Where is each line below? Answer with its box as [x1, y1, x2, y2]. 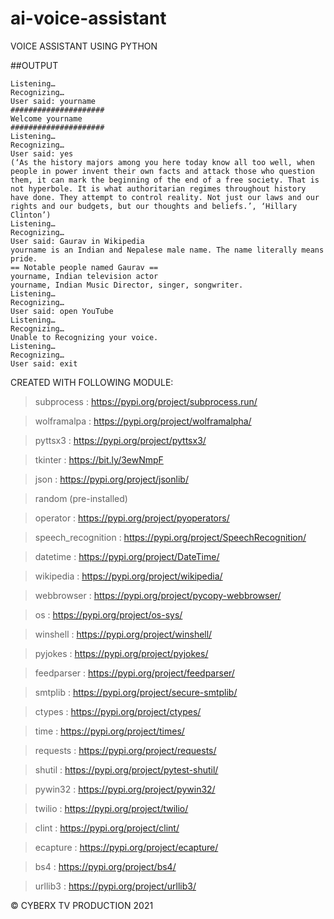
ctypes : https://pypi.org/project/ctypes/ [34, 705, 202, 717]
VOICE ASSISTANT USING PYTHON [10, 40, 158, 52]
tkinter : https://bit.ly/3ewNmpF [34, 453, 164, 466]
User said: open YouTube [10, 306, 114, 316]
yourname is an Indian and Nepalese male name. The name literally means [10, 245, 325, 255]
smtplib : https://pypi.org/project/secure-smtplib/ [34, 686, 238, 698]
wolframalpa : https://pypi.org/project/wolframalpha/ [34, 415, 252, 427]
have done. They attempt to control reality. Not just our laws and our [10, 192, 320, 202]
